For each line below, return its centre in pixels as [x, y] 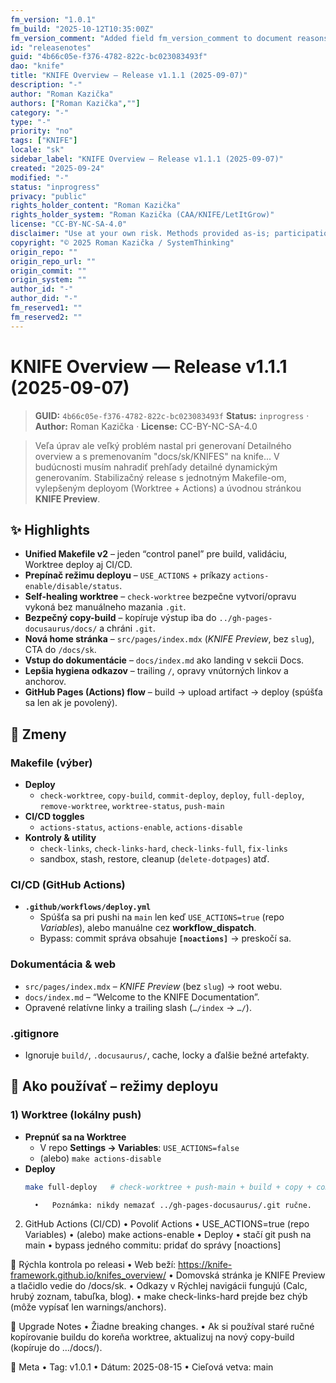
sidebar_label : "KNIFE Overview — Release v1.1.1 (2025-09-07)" [147, 159]
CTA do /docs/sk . [60, 650]
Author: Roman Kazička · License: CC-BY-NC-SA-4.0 [146, 426]
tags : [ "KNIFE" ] [44, 141]
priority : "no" [42, 131]
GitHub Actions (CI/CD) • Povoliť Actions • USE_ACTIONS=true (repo [167, 1224]
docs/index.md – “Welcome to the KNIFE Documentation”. [142, 997]
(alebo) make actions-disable [100, 1158]
